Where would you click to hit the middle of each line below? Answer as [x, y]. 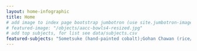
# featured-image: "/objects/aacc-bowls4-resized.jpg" [74, 28]
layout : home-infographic [38, 11]
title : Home [21, 17]
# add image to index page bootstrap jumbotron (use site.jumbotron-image [99, 22]
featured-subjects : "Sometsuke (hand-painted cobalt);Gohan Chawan [90, 39]
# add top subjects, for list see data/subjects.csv [72, 33]
